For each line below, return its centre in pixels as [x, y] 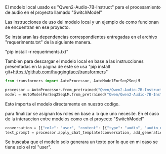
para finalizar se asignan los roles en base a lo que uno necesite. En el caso [82, 113]
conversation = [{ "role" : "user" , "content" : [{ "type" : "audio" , [74, 128]
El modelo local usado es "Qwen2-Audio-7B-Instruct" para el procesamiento [83, 7]
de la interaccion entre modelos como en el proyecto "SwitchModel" [75, 119]
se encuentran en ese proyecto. [38, 27]
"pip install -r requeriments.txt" [37, 52]
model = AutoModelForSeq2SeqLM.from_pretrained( [56, 94]
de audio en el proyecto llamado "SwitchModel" [54, 12]
